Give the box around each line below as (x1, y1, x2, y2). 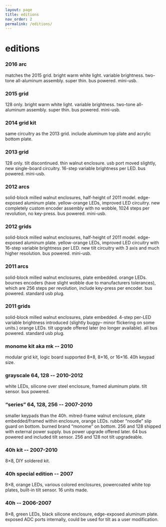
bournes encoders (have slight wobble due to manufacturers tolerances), (5, 279, 156, 286)
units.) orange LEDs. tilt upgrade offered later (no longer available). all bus (5, 324, 157, 331)
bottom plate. (5, 136, 33, 142)
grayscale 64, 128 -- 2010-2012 (5, 372, 83, 379)
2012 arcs (5, 183, 30, 190)
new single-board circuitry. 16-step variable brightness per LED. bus (5, 165, 146, 171)
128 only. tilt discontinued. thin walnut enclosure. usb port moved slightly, (5, 160, 156, 166)
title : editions (5, 12, 39, 17)
